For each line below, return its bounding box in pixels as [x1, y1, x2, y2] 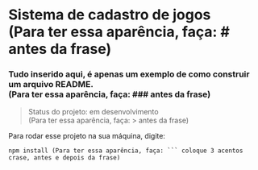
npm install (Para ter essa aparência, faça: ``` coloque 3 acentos [8, 147, 243, 155]
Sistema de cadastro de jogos [8, 6, 211, 24]
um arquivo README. [8, 79, 94, 90]
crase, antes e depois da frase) [8, 154, 121, 162]
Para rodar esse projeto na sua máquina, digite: [8, 131, 165, 141]
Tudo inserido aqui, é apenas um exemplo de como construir [8, 68, 250, 80]
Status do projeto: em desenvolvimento [27, 107, 159, 117]
